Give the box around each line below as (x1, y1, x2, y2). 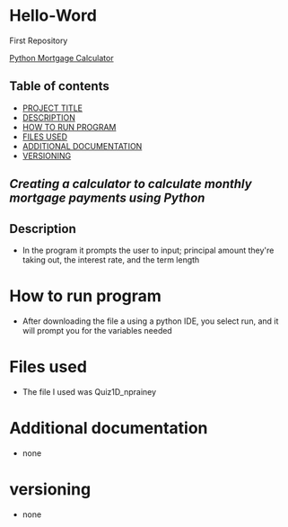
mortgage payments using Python (9, 191, 205, 206)
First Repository (9, 35, 68, 46)
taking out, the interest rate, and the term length (22, 254, 200, 265)
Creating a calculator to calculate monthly (9, 176, 253, 192)
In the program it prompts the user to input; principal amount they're (22, 245, 275, 255)
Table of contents (9, 78, 109, 94)
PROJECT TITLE (22, 103, 83, 113)
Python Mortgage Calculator (9, 52, 114, 63)
